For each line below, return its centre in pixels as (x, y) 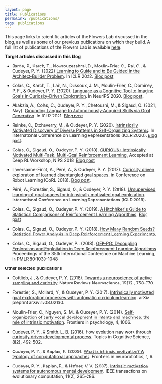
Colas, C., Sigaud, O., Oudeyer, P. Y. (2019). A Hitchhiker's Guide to (79, 209)
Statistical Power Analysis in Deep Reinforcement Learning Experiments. (84, 234)
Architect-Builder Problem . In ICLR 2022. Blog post (63, 76)
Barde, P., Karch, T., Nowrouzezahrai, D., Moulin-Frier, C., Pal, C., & (79, 66)
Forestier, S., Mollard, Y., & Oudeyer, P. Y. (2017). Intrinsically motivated (83, 292)
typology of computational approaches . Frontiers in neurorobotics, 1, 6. (83, 357)
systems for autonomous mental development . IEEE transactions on (79, 371)
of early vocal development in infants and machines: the (94, 317)
